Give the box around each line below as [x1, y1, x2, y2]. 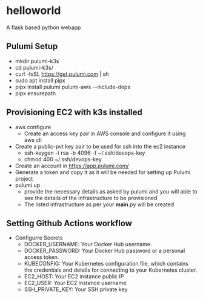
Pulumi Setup [6, 41, 58, 52]
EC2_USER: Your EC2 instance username [24, 280, 127, 287]
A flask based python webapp [6, 24, 81, 31]
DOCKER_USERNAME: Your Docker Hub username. [24, 241, 153, 248]
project [15, 175, 33, 182]
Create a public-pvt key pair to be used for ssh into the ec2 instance [15, 143, 186, 150]
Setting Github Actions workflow [6, 218, 132, 228]
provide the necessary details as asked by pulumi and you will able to [24, 187, 198, 195]
